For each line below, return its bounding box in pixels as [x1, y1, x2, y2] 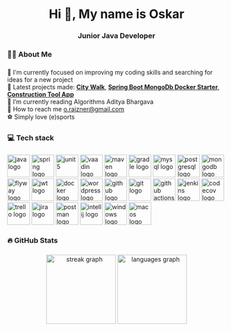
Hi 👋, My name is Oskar [48, 6, 185, 22]
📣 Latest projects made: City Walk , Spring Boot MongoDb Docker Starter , [7, 82, 220, 91]
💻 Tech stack [7, 133, 54, 143]
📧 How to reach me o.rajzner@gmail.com [7, 105, 125, 113]
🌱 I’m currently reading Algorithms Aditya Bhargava [7, 97, 154, 106]
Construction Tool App [7, 90, 74, 98]
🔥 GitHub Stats [7, 235, 58, 245]
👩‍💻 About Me [7, 50, 52, 60]
